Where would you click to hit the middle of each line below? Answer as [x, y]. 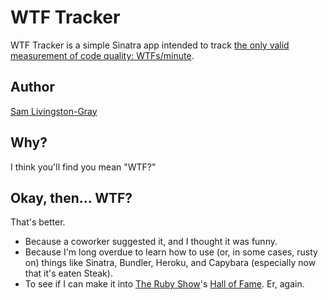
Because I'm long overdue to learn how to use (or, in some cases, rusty [171, 252]
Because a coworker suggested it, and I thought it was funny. [151, 242]
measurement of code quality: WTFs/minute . [102, 55]
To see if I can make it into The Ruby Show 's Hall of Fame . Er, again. [164, 284]
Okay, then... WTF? [71, 197]
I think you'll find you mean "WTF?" [83, 167]
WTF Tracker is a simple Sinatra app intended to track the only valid [150, 45]
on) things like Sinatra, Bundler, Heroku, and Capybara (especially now [170, 263]
